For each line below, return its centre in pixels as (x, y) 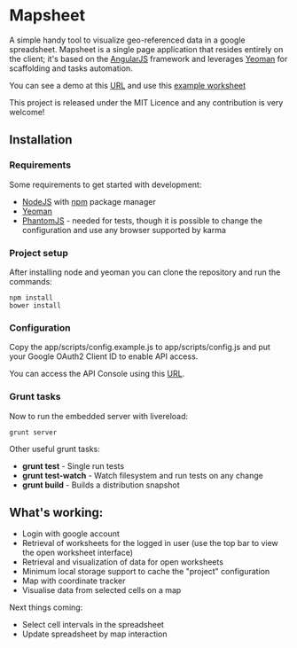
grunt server (33, 432)
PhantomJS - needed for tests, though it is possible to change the (142, 220)
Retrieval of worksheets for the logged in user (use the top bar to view (150, 543)
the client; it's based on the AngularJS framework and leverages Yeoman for (148, 59)
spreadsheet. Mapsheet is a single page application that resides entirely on (146, 49)
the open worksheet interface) (78, 553)
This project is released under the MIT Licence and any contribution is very (146, 102)
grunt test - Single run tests (73, 465)
